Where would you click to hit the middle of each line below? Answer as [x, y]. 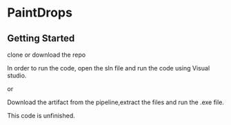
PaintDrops [40, 13]
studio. [17, 75]
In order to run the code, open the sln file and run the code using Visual [109, 68]
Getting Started [41, 38]
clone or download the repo [47, 55]
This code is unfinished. [41, 116]
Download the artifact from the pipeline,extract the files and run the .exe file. [115, 102]
